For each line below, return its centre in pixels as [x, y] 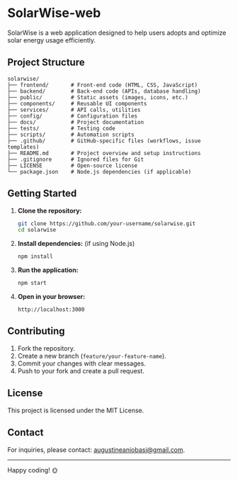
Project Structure [46, 63]
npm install [35, 256]
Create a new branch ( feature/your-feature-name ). [92, 356]
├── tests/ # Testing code [61, 128]
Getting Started [42, 194]
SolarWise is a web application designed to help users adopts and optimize [117, 33]
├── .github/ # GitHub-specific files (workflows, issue [104, 141]
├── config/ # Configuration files [73, 116]
